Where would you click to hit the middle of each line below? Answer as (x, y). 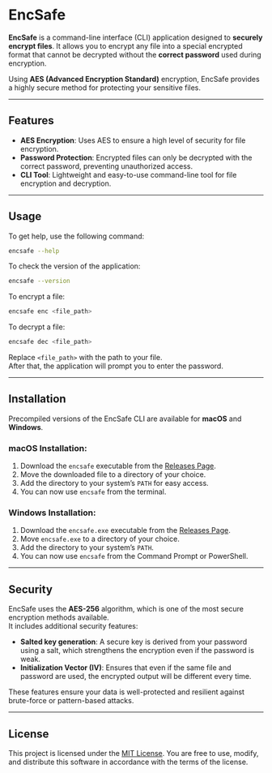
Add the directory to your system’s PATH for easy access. (114, 483)
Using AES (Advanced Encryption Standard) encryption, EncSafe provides (134, 79)
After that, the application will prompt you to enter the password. (116, 366)
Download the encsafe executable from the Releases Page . (118, 466)
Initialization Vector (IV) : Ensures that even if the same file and (126, 668)
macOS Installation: (48, 448)
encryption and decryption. (66, 183)
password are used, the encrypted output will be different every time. (136, 676)
